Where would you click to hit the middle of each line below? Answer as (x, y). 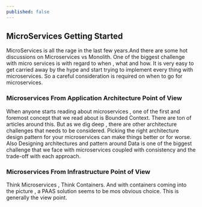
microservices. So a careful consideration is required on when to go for (94, 76)
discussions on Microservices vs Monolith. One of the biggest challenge (96, 57)
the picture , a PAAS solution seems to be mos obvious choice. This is (93, 191)
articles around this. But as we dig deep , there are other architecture (92, 124)
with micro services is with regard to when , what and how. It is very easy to (100, 63)
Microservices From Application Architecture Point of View (94, 98)
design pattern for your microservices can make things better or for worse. (99, 137)
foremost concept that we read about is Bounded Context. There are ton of (99, 117)
